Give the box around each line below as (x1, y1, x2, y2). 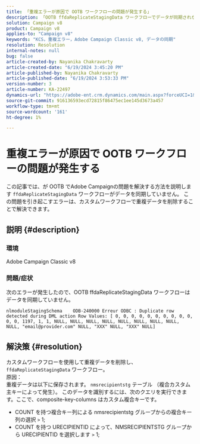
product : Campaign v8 (6, 25, 60, 32)
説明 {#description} (6, 225, 80, 235)
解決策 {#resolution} (6, 341, 83, 351)
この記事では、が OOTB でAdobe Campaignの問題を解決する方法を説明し (6, 183, 186, 190)
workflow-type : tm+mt (6, 103, 60, 109)
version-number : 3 (6, 81, 52, 87)
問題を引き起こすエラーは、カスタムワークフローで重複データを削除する (11, 198, 189, 205)
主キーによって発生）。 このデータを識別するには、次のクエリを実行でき (6, 388, 182, 395)
